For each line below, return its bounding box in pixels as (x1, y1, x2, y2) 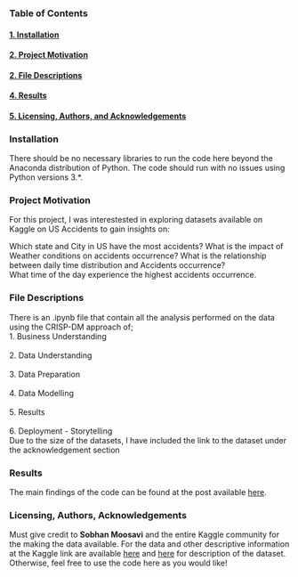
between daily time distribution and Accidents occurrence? (9, 260, 226, 271)
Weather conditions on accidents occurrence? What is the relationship (9, 250, 267, 261)
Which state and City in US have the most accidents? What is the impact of (9, 241, 284, 252)
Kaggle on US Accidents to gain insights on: (9, 223, 171, 234)
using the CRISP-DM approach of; (9, 321, 133, 332)
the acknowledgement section (9, 444, 120, 455)
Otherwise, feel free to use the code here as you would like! (9, 557, 229, 568)
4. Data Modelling (9, 387, 74, 398)
